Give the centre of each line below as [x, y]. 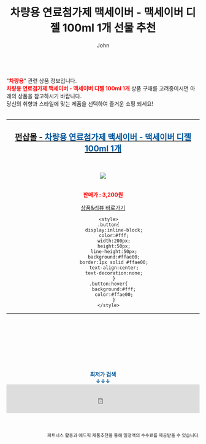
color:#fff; [114, 235]
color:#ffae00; [114, 294]
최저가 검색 [103, 374]
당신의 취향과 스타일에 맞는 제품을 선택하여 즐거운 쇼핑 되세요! [80, 103]
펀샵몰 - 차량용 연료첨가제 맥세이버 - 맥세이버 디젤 [103, 137]
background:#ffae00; [114, 257]
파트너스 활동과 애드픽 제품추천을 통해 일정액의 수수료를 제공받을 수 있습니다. [123, 435]
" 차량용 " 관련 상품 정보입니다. [42, 80]
